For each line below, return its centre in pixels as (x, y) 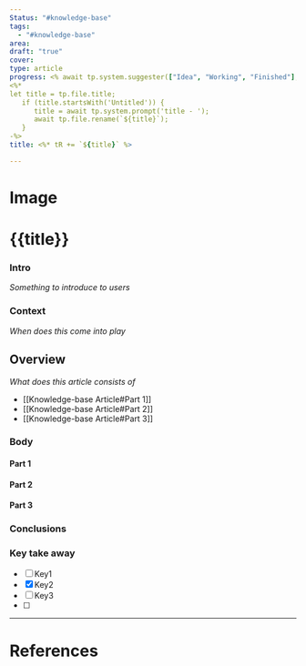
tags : (20, 26)
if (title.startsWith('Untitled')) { (93, 102)
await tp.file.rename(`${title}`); (101, 119)
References (54, 651)
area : (20, 43)
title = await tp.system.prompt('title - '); (121, 111)
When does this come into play (67, 331)
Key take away (42, 553)
